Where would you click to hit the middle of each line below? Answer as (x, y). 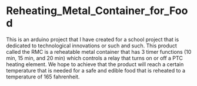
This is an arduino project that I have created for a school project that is (93, 39)
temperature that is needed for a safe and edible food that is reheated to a (96, 70)
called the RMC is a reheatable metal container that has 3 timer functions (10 (99, 51)
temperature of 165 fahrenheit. (43, 77)
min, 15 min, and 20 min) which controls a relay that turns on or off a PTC (95, 58)
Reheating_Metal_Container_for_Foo (97, 11)
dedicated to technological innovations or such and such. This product (92, 46)
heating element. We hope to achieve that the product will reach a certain (95, 64)
